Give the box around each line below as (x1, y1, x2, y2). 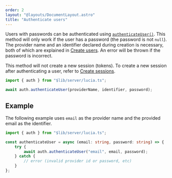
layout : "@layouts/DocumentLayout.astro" (5, 12, 95, 17)
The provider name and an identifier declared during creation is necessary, (5, 42, 164, 48)
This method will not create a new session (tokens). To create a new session (5, 62, 167, 69)
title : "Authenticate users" (5, 17, 68, 22)
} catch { (14, 154, 36, 159)
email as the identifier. (5, 120, 52, 126)
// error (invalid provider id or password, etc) (24, 159, 132, 164)
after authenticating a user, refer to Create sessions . (5, 68, 116, 74)
